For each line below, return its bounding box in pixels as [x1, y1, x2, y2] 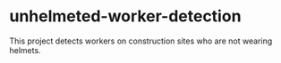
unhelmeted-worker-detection [9, 6, 242, 27]
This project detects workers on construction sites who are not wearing [9, 35, 273, 46]
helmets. [9, 44, 42, 55]
